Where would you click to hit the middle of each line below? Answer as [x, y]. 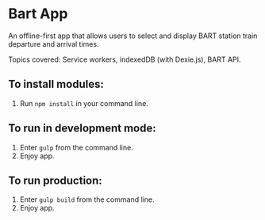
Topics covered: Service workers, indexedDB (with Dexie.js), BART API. [125, 59]
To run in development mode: [82, 129]
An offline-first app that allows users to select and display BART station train [133, 36]
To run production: [56, 180]
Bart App [38, 14]
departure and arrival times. [54, 44]
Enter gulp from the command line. [76, 147]
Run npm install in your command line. [84, 103]
